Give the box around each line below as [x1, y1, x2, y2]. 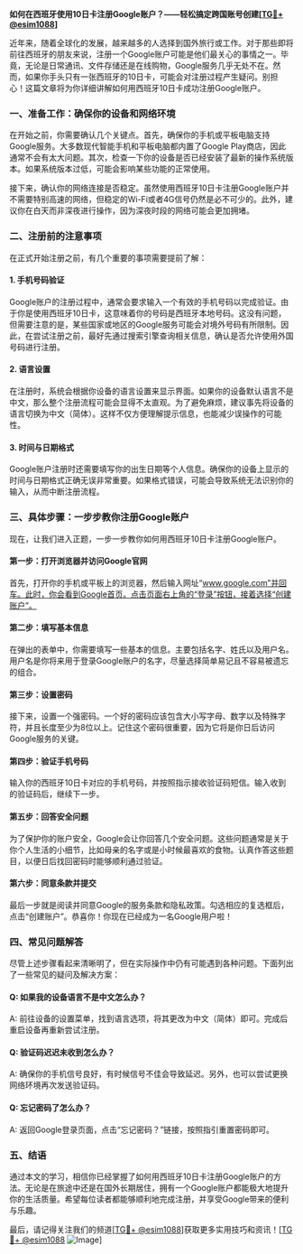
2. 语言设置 [9, 364, 51, 375]
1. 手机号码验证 [9, 274, 65, 285]
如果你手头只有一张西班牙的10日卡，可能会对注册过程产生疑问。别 [24, 71, 271, 82]
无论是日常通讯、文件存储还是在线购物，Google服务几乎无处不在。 [24, 60, 273, 70]
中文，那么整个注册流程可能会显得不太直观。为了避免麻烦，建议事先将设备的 [9, 397, 294, 407]
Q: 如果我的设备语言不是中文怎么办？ [9, 991, 147, 1002]
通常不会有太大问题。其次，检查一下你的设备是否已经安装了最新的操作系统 [9, 153, 286, 163]
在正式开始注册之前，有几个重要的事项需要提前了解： [9, 252, 207, 263]
